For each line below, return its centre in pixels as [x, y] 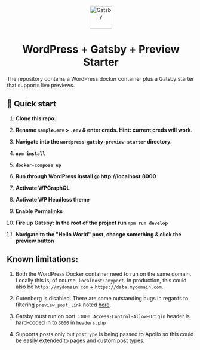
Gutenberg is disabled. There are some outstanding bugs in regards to [102, 298]
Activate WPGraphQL [43, 188]
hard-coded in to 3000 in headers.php [61, 322]
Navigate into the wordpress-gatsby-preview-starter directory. [94, 141]
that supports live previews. [41, 85]
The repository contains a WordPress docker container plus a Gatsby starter [101, 78]
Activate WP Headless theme [53, 199]
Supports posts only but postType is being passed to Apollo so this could [104, 334]
